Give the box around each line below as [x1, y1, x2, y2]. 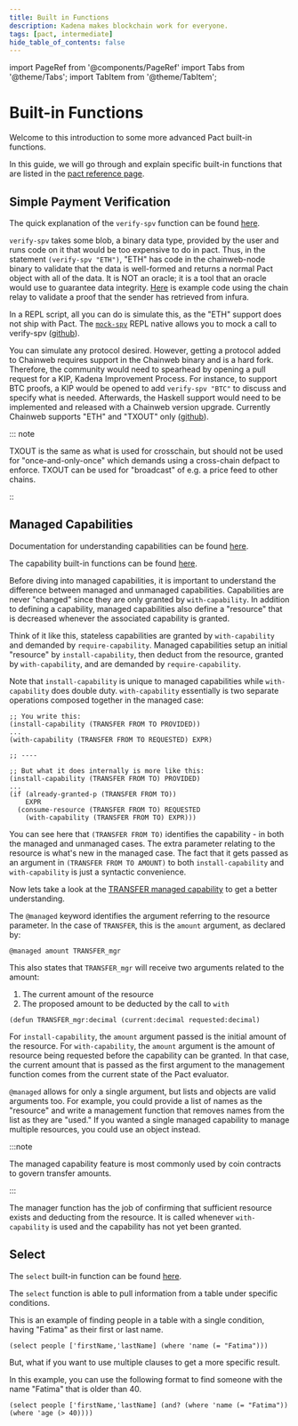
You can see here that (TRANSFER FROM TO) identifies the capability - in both [9, 828, 285, 839]
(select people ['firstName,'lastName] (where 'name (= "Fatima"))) [9, 1341, 269, 1350]
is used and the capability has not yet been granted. [51, 1221, 242, 1232]
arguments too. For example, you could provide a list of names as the [9, 1095, 262, 1106]
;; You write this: [9, 712, 82, 721]
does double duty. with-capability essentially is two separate [51, 685, 279, 696]
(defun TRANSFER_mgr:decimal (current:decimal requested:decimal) [9, 1015, 261, 1024]
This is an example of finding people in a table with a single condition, [9, 1314, 265, 1325]
